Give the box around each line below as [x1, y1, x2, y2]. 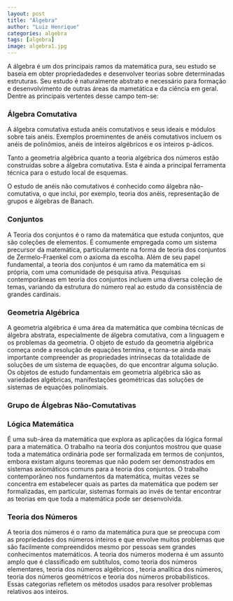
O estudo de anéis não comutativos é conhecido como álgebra [7, 182, 189, 191]
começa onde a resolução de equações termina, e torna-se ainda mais [7, 345, 211, 354]
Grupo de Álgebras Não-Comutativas [7, 400, 136, 410]
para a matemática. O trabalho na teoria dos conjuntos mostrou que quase [7, 443, 222, 451]
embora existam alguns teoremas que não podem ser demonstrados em [7, 457, 216, 466]
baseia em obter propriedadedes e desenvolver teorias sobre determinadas [7, 69, 225, 78]
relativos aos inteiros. [7, 588, 69, 596]
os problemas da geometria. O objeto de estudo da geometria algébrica [7, 338, 213, 347]
